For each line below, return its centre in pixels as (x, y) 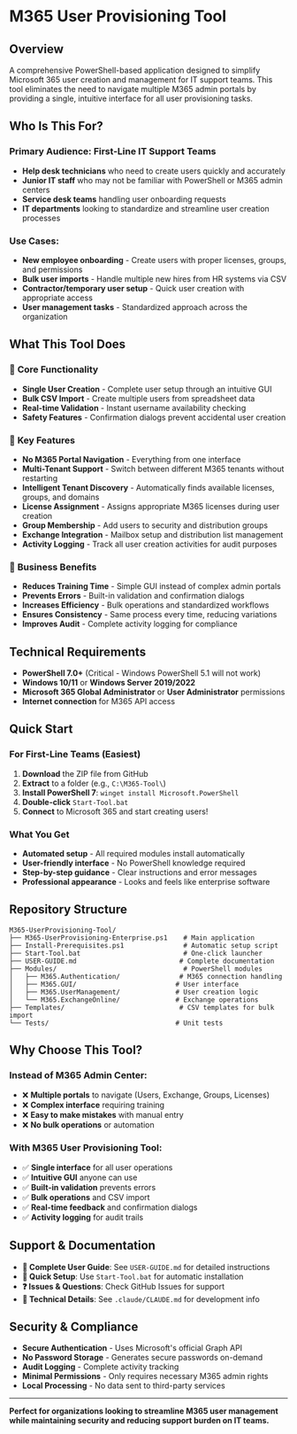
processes (41, 218)
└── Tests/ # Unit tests (116, 1023)
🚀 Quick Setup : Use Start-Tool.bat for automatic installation (133, 1276)
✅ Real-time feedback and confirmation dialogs (110, 1207)
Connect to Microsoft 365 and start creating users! (115, 811)
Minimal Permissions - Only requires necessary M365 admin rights (145, 1376)
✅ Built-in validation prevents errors (89, 1187)
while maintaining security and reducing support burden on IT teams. (139, 1421)
